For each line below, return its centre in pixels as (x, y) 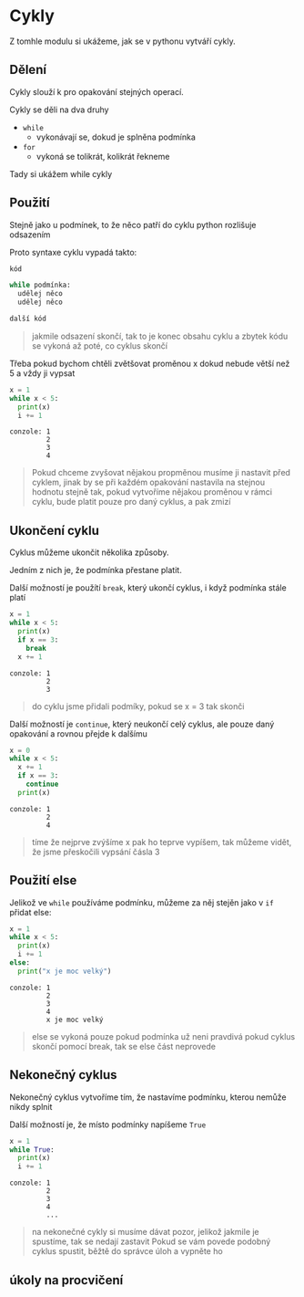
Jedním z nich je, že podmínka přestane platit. (96, 570)
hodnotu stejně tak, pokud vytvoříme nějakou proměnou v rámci (152, 492)
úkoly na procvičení (66, 1280)
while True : (32, 1150)
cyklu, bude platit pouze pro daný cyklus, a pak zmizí (131, 502)
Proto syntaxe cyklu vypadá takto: (73, 252)
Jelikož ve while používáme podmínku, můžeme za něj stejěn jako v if (142, 902)
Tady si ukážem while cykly (61, 173)
